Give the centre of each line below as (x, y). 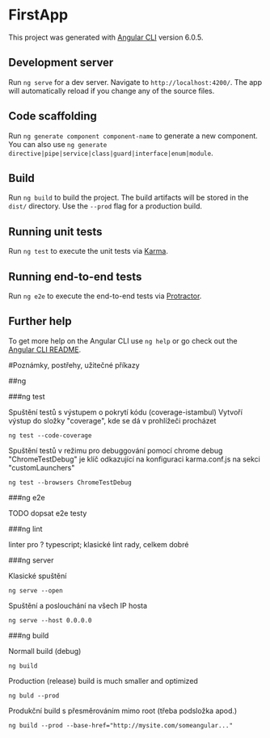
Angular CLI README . (45, 349)
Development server (61, 63)
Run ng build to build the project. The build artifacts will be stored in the (129, 198)
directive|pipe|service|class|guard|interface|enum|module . (111, 153)
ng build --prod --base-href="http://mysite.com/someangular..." (120, 725)
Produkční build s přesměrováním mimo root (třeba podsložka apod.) (123, 711)
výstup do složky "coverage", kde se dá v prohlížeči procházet (112, 420)
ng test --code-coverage (50, 435)
